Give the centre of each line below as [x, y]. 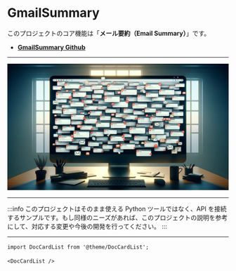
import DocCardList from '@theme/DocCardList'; [78, 247]
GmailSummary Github [51, 47]
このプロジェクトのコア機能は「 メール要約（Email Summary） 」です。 [109, 33]
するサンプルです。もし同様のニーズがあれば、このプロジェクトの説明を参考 [118, 217]
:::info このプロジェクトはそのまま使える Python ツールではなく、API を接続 [117, 209]
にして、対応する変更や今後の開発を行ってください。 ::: [87, 226]
